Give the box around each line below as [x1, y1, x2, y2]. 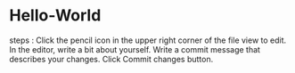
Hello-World [9, 5, 102, 26]
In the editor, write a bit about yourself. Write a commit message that [9, 44, 261, 54]
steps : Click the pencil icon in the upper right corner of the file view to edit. [9, 35, 287, 45]
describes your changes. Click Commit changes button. [9, 53, 214, 64]
